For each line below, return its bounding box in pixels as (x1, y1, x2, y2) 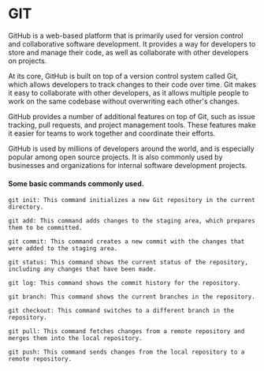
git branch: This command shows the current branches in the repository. (8, 293, 256, 301)
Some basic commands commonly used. (8, 178, 144, 188)
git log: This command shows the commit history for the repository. (8, 279, 242, 287)
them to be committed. (8, 224, 83, 232)
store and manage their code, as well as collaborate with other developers (8, 47, 249, 57)
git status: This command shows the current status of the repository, (8, 258, 248, 267)
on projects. (8, 56, 47, 66)
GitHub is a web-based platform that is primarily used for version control (8, 31, 244, 40)
